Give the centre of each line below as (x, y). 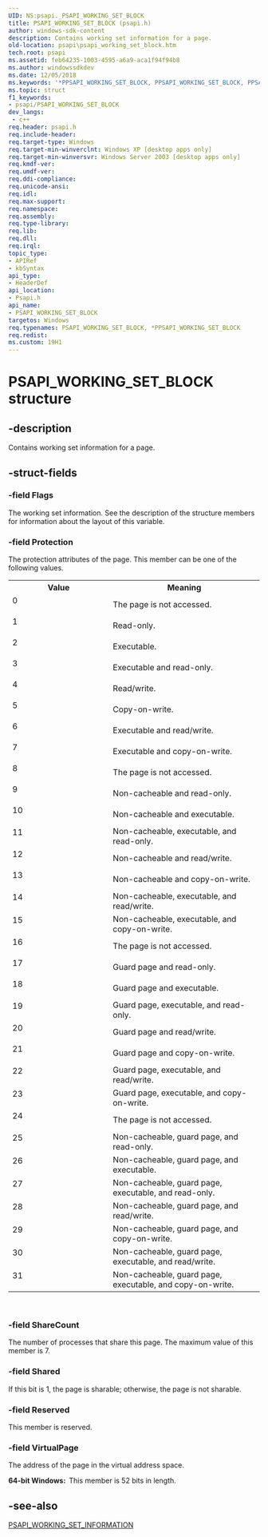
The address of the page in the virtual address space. (97, 1465)
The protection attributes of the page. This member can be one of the (122, 559)
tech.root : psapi (37, 53)
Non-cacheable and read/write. (172, 858)
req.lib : (23, 231)
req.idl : (23, 194)
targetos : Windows (39, 320)
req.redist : (28, 335)
